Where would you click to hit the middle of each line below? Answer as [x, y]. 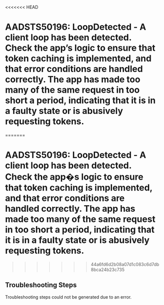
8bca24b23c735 [108, 269]
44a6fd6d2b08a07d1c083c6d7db [125, 264]
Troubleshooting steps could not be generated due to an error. [68, 297]
